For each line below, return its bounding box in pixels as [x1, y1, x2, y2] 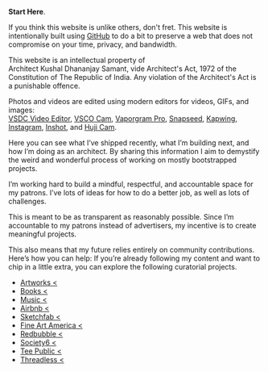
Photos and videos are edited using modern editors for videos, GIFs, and [8, 97, 249, 106]
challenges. [8, 197, 47, 206]
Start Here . [8, 7, 46, 16]
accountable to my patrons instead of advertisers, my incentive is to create [8, 221, 257, 230]
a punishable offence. [8, 81, 80, 90]
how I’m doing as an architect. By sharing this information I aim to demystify [8, 147, 260, 156]
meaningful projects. [8, 229, 77, 239]
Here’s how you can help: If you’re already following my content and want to [8, 253, 260, 263]
